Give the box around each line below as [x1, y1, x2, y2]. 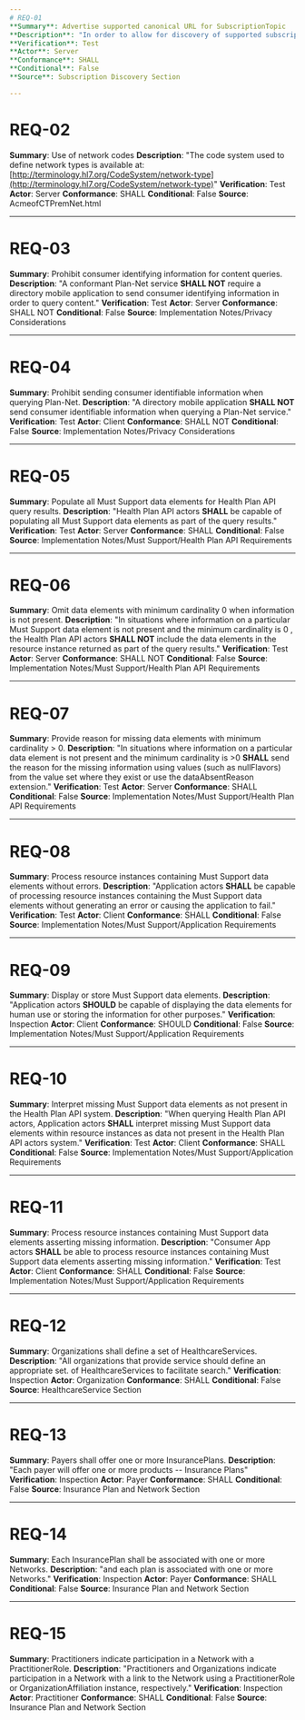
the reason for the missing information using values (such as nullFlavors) [9, 762, 281, 773]
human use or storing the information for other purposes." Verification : [9, 1009, 276, 1020]
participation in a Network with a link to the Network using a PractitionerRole [9, 1673, 295, 1684]
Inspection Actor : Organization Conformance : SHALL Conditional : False [9, 1375, 281, 1386]
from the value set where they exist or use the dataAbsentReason [9, 771, 254, 782]
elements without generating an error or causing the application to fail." [9, 900, 277, 911]
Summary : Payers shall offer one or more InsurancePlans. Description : [9, 1455, 276, 1466]
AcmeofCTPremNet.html [9, 197, 102, 209]
